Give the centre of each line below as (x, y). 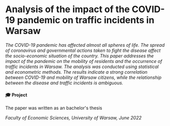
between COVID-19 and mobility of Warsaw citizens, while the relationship (83, 77)
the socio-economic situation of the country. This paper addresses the (80, 56)
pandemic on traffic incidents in (86, 20)
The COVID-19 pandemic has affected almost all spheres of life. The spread (85, 45)
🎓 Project (16, 94)
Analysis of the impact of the (67, 9)
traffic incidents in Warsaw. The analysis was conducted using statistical (82, 67)
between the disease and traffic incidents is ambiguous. (64, 83)
